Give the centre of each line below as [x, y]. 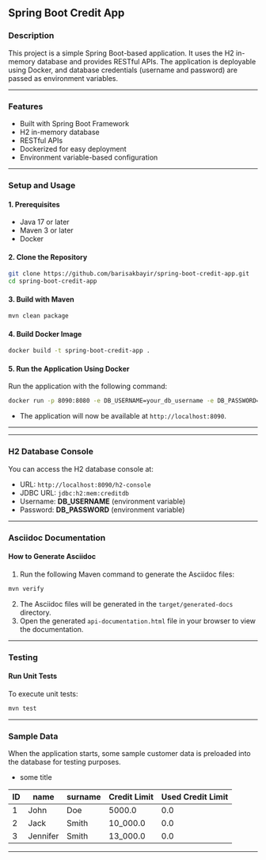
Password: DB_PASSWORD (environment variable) [102, 509]
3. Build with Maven [42, 299]
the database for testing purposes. [65, 762]
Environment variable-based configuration [89, 157]
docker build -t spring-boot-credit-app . [79, 351]
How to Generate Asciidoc [52, 557]
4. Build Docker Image [45, 334]
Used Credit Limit [195, 796]
